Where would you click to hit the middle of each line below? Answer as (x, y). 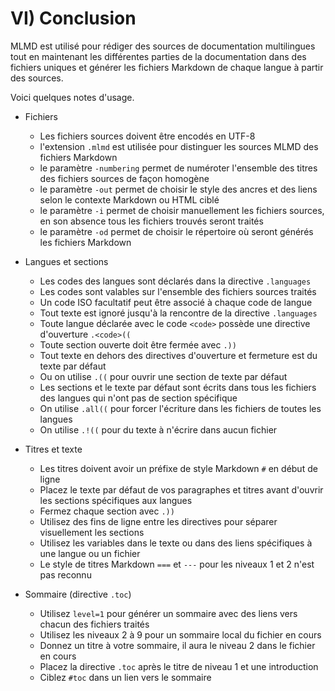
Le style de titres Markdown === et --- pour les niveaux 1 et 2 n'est (177, 564)
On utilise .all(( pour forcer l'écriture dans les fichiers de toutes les (180, 408)
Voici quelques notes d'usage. (72, 97)
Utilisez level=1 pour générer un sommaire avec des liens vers (168, 613)
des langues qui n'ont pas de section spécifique (138, 398)
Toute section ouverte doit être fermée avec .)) (138, 344)
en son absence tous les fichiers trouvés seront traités (151, 221)
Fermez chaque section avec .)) (107, 511)
